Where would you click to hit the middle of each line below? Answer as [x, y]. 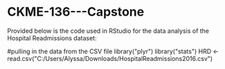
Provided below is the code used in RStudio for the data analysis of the [108, 31]
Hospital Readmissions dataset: [52, 38]
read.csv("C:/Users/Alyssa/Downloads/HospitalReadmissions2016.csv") [110, 58]
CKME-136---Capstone [76, 12]
